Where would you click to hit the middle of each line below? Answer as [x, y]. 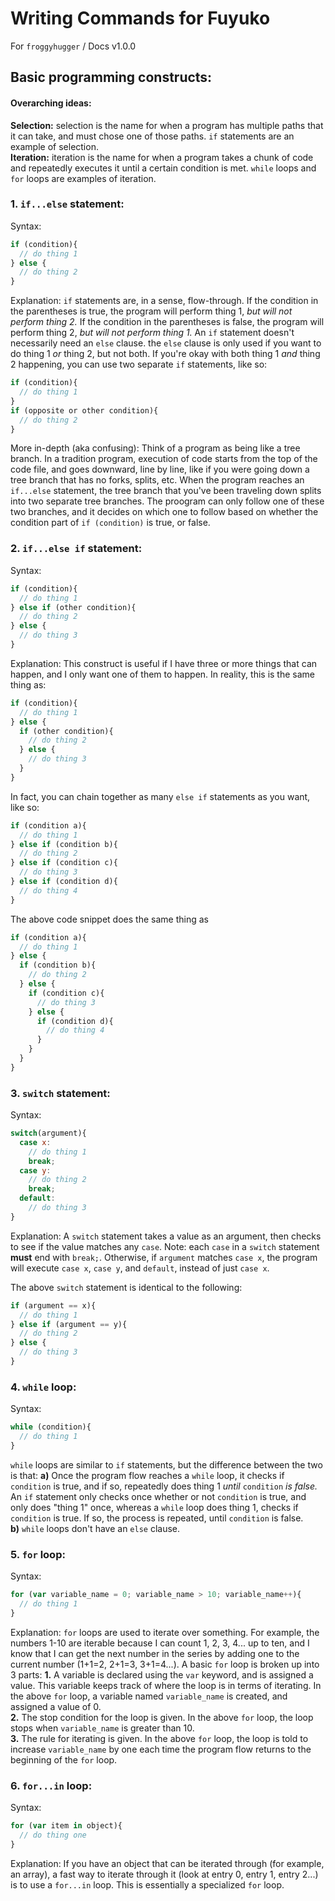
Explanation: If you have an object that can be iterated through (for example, [167, 1863]
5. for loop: [38, 1554]
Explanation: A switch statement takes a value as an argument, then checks [166, 1236]
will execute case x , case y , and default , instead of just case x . [140, 1268]
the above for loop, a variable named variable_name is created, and [149, 1696]
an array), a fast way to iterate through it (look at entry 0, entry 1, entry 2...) [164, 1874]
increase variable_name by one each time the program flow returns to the [161, 1749]
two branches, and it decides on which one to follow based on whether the [164, 512]
